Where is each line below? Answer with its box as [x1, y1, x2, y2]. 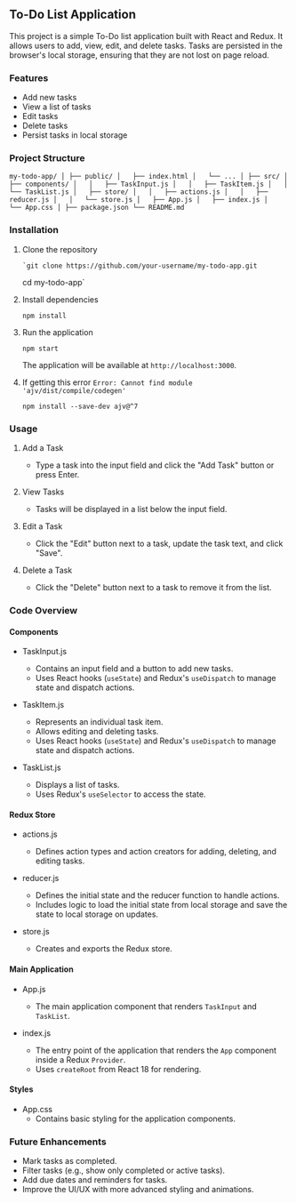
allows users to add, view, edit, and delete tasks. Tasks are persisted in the [9, 40, 283, 51]
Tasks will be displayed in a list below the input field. [35, 504, 228, 514]
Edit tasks [21, 111, 59, 122]
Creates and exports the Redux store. [35, 943, 173, 954]
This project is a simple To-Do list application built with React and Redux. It [9, 30, 284, 41]
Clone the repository [21, 244, 98, 254]
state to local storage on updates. [35, 909, 158, 919]
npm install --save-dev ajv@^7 [21, 402, 139, 411]
